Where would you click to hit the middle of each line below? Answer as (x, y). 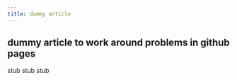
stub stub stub (28, 71)
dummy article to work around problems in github (118, 43)
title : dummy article (39, 14)
